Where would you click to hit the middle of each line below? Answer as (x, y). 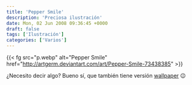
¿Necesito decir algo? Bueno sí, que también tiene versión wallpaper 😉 (96, 76)
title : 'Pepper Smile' (35, 12)
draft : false (23, 29)
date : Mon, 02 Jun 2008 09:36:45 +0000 (57, 23)
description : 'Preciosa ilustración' (54, 18)
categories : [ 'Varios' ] (37, 40)
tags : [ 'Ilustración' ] (35, 35)
